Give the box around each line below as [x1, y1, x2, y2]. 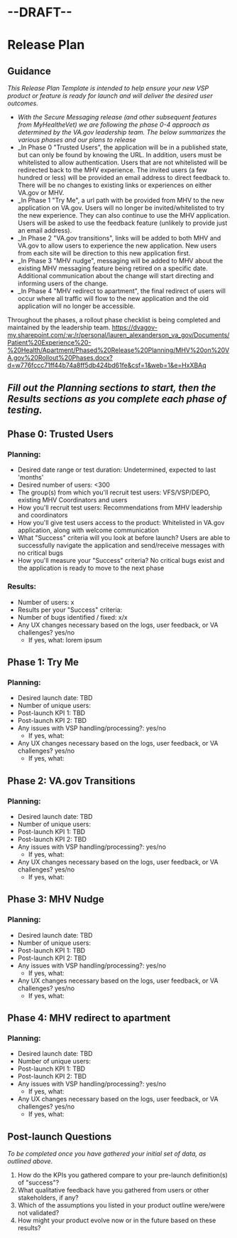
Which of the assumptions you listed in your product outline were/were [17, 1201, 226, 1210]
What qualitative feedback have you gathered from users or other [17, 1186, 209, 1195]
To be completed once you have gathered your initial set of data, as [7, 1150, 206, 1158]
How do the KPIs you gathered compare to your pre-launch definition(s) [17, 1171, 228, 1180]
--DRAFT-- [7, 4, 72, 21]
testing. [7, 403, 43, 416]
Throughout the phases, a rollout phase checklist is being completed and [7, 316, 221, 324]
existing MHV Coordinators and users [17, 496, 128, 504]
